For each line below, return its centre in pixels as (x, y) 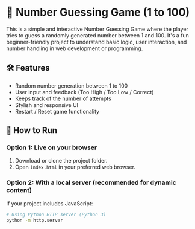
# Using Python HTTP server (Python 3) (56, 214)
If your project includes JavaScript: (50, 203)
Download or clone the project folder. (61, 161)
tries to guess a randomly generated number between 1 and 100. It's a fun (98, 35)
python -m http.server (35, 220)
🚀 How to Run (32, 130)
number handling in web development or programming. (75, 48)
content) (19, 190)
